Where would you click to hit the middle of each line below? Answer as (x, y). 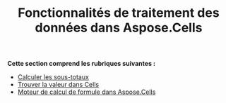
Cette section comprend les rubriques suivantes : (81, 64)
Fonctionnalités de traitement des (119, 13)
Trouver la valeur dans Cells (58, 85)
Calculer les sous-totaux (53, 77)
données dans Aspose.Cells (119, 28)
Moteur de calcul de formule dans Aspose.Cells (87, 92)
